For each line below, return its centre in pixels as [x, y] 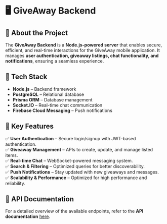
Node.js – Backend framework [44, 89]
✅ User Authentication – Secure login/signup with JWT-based [71, 138]
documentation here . [28, 216]
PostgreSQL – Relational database [48, 94]
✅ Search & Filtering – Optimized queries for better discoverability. [75, 166]
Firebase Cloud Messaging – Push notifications [62, 110]
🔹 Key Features [30, 126]
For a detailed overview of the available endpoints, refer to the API [74, 211]
